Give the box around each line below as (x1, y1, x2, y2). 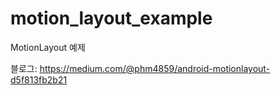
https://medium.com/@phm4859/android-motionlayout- (39, 62, 271, 74)
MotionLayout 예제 (10, 41, 86, 53)
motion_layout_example (10, 7, 213, 30)
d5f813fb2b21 (10, 73, 68, 86)
